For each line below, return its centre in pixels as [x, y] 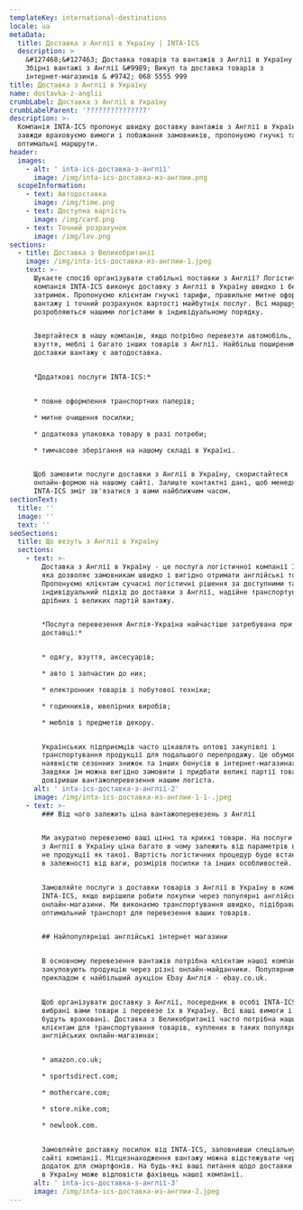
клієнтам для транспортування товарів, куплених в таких [151, 1027]
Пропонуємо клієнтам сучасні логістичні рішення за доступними [163, 584]
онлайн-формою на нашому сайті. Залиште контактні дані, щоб [151, 483]
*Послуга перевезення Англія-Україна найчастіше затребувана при [167, 624]
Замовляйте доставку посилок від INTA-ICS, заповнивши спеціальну [169, 1149]
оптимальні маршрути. [58, 144]
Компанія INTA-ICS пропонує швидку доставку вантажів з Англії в [143, 127]
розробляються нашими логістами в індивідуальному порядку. [148, 312]
